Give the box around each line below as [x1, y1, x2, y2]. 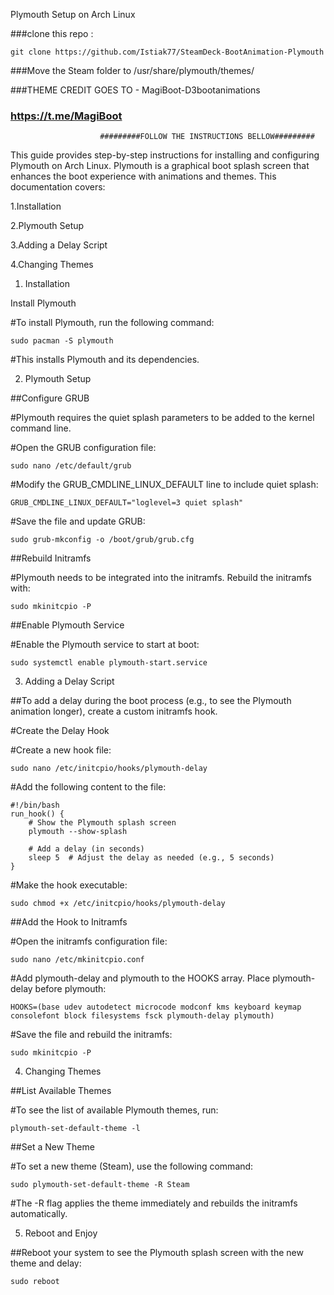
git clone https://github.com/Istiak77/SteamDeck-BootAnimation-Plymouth [10, 47, 325, 57]
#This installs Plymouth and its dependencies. [10, 354, 200, 366]
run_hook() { [10, 809, 65, 819]
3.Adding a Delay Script [10, 239, 108, 251]
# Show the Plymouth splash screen [28, 818, 177, 828]
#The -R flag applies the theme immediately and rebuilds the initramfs [10, 1197, 298, 1209]
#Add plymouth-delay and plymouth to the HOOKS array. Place [10, 972, 271, 984]
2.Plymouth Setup [10, 220, 85, 232]
